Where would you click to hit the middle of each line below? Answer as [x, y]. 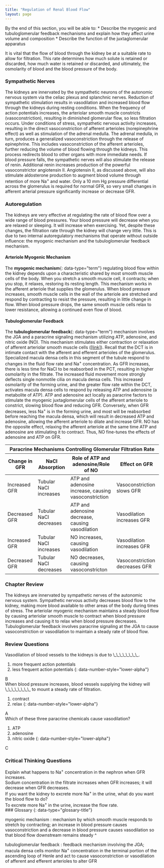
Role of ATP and [91, 458]
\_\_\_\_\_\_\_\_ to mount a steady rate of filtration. [53, 690]
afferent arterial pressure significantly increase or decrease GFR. [70, 192]
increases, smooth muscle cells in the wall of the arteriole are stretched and [81, 294]
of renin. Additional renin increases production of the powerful [68, 165]
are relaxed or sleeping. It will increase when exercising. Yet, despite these [80, 225]
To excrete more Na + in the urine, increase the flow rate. [62, 804]
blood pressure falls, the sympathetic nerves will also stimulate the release [80, 159]
